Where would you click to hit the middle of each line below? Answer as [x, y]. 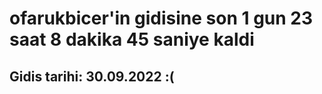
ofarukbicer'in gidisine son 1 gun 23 [161, 18]
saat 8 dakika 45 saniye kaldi [132, 39]
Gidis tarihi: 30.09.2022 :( [92, 76]
